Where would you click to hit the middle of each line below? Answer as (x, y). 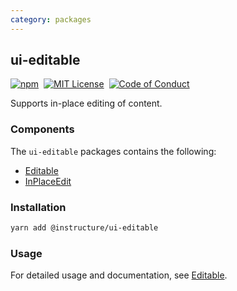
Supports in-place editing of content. (86, 103)
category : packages (51, 19)
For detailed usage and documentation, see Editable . (119, 275)
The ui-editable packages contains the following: (113, 151)
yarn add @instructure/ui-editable (84, 228)
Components (42, 129)
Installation (38, 207)
